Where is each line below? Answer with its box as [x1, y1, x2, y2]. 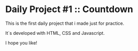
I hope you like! [5, 39, 37, 46]
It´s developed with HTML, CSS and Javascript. [5, 30, 105, 36]
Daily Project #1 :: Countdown [5, 4, 133, 15]
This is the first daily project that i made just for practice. [5, 20, 124, 26]
